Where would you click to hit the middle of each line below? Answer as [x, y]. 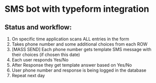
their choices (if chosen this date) [46, 55]
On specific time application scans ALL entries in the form [70, 39]
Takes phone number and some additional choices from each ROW [80, 44]
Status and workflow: [38, 27]
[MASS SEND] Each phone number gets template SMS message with [81, 49]
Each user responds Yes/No [40, 60]
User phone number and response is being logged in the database [79, 70]
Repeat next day [28, 75]
